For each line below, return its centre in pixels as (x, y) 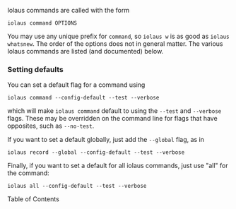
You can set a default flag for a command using (76, 85)
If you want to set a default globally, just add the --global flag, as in (106, 140)
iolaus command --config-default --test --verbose (83, 98)
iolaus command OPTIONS (42, 23)
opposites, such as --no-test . (51, 126)
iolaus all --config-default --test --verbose (77, 186)
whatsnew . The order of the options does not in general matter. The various (115, 44)
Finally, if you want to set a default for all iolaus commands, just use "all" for (118, 166)
